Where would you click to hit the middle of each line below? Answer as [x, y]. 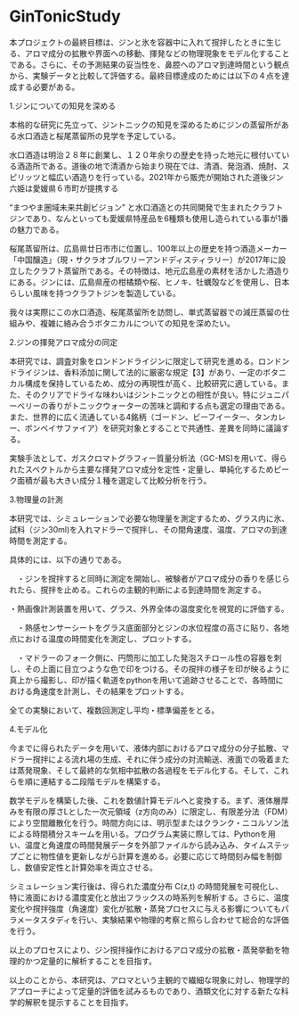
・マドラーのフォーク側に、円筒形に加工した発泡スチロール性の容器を [145, 657]
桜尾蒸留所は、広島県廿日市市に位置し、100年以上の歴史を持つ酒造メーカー [148, 248]
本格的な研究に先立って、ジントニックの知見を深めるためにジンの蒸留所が [145, 124]
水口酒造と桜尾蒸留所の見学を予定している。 [98, 136]
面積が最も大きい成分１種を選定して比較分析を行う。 [114, 480]
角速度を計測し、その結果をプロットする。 [110, 691]
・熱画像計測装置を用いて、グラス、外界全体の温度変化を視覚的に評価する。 [149, 608]
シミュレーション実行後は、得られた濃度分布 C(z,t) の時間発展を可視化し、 [146, 886]
